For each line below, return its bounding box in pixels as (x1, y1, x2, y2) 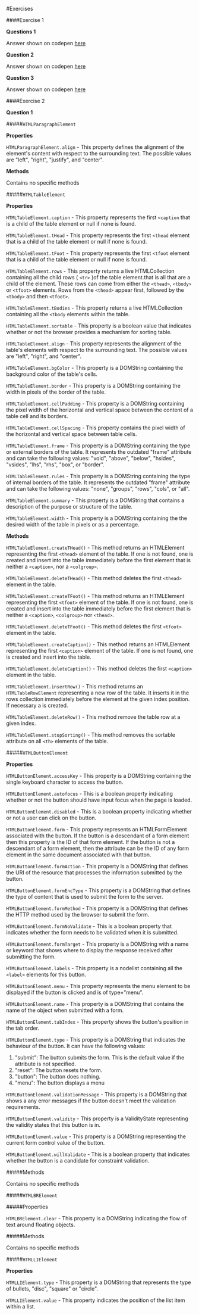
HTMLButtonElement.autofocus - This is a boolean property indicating (6, 790, 173, 797)
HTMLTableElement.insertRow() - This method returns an (6, 683, 144, 690)
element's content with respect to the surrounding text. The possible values (6, 150, 191, 157)
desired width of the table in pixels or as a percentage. (6, 521, 140, 528)
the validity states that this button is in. (6, 1121, 101, 1128)
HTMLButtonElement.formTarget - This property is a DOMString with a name (6, 940, 189, 948)
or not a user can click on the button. (6, 814, 97, 821)
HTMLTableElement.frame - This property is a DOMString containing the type (6, 442, 191, 449)
